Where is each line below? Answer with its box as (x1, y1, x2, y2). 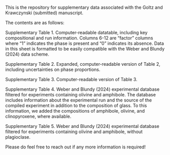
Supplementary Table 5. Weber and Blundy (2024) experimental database (5, 123, 160, 129)
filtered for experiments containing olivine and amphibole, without (5, 128, 143, 135)
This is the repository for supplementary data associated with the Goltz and (5, 5, 163, 10)
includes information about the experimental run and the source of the (5, 97, 152, 103)
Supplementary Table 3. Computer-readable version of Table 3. (5, 76, 138, 82)
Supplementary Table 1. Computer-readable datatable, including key (5, 30, 148, 35)
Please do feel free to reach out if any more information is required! (5, 144, 146, 150)
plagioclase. (5, 134, 31, 140)
